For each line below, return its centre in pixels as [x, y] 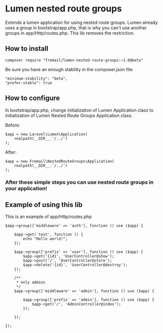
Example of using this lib [44, 205]
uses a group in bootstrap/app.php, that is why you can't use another [76, 27]
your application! [26, 189]
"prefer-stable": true [29, 83]
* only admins [31, 282]
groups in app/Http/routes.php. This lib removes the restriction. [70, 33]
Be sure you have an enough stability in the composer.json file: [69, 69]
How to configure [33, 98]
